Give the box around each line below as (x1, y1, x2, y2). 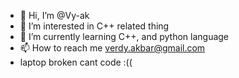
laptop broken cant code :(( (19, 56, 133, 68)
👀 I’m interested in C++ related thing (19, 20, 170, 32)
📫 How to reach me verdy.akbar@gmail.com (19, 42, 206, 54)
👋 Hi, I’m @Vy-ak (19, 10, 90, 21)
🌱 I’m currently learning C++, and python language (19, 31, 230, 42)
